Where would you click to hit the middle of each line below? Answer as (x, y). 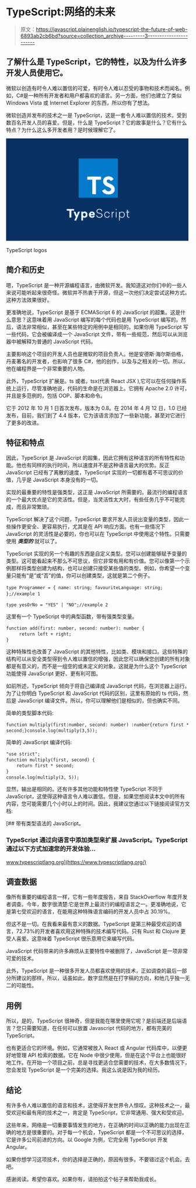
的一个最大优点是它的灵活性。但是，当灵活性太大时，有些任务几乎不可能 (93, 500)
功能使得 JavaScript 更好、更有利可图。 (54, 674)
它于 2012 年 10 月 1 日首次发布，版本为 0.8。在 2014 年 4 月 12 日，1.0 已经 (97, 408)
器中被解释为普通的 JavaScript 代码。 (51, 341)
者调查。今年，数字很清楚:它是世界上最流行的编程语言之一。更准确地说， (94, 904)
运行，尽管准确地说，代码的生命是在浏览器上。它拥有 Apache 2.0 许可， (103, 388)
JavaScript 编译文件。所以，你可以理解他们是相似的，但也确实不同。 (100, 701)
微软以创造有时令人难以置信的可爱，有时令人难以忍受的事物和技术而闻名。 (95, 88)
